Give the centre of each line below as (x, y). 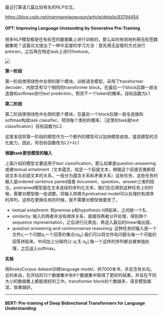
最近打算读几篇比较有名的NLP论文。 (41, 7)
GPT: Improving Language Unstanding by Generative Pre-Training (73, 28)
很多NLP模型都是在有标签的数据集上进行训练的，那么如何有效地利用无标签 (79, 39)
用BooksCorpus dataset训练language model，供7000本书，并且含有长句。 (80, 269)
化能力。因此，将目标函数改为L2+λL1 (42, 143)
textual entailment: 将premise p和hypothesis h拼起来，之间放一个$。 (81, 210)
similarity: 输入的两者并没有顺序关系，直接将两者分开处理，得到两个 (80, 216)
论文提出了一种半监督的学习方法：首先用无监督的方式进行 (88, 46)
